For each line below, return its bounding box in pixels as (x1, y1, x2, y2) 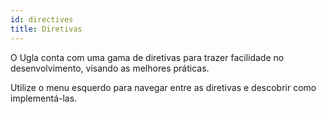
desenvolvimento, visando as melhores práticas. (10, 62, 210, 74)
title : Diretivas (10, 24, 83, 34)
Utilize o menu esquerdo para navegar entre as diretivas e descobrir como (10, 81, 317, 93)
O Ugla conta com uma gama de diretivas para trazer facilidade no (10, 51, 285, 63)
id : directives (10, 14, 74, 25)
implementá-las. (10, 92, 78, 104)
